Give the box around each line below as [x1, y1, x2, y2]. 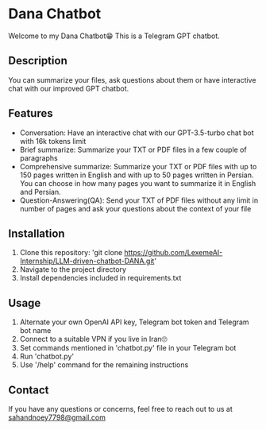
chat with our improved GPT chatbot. [8, 83, 129, 93]
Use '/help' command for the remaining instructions [19, 360, 189, 370]
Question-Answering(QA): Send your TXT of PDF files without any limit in [19, 196, 259, 205]
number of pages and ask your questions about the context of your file [19, 203, 252, 213]
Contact [8, 383, 49, 397]
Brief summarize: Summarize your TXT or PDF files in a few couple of [19, 145, 248, 154]
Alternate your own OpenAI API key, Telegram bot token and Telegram [19, 317, 249, 327]
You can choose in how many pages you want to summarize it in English [19, 178, 256, 188]
